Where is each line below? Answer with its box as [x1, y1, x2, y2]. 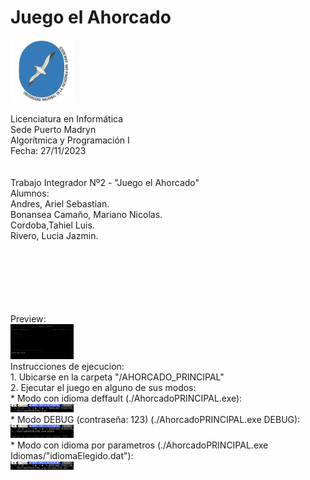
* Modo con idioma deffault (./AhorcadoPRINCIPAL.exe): [10, 392, 243, 404]
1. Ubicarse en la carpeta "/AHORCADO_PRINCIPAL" [10, 371, 225, 383]
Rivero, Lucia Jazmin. [10, 229, 99, 241]
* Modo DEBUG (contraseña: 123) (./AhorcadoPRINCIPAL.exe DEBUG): [10, 413, 301, 425]
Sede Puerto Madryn [10, 123, 97, 135]
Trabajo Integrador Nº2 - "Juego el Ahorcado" [10, 176, 200, 188]
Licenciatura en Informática [10, 112, 124, 125]
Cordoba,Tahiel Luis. [10, 219, 95, 231]
